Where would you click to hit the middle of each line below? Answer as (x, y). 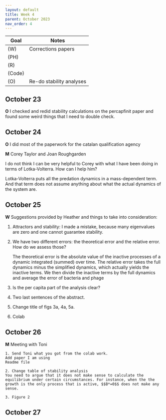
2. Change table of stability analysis (47, 371)
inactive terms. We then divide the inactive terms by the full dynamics (84, 272)
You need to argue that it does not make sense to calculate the (74, 375)
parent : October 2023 (28, 19)
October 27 (23, 412)
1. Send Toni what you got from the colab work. (57, 353)
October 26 (23, 332)
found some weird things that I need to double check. (60, 117)
